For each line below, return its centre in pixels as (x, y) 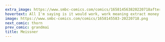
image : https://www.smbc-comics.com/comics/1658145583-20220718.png (77, 18)
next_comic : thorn (24, 23)
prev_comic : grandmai (27, 28)
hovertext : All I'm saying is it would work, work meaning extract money (82, 14)
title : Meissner (22, 32)
